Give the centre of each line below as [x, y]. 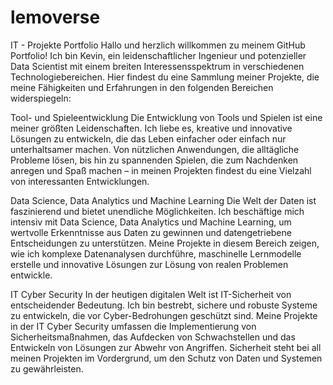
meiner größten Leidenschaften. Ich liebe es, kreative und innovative [151, 128]
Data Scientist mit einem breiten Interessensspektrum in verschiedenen [157, 66]
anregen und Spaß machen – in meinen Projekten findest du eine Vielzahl [161, 170]
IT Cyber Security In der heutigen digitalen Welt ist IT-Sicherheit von [151, 294]
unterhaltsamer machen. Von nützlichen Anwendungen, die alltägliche [155, 149]
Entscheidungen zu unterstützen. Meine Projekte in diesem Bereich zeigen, [165, 243]
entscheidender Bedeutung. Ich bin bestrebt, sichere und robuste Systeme [164, 305]
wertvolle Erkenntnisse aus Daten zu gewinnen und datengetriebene [151, 232]
